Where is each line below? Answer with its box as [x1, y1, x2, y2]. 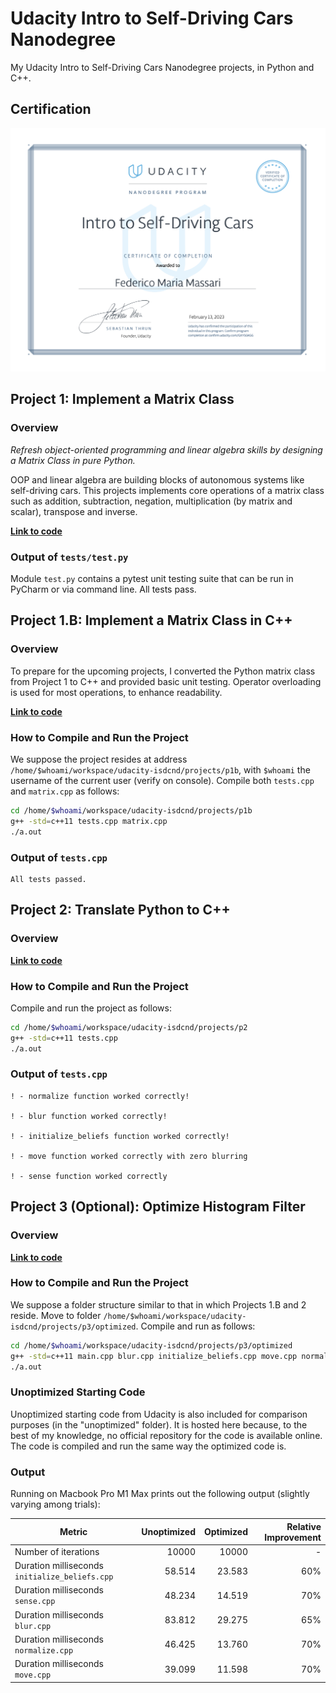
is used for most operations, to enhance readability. [10, 686, 223, 698]
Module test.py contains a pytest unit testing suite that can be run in [10, 573, 294, 585]
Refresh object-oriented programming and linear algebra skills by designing [10, 443, 323, 456]
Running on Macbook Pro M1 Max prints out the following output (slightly [10, 1488, 310, 1500]
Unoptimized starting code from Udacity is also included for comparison [10, 1408, 308, 1420]
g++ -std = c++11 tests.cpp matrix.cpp [10, 816, 168, 826]
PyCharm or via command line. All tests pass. [10, 583, 197, 596]
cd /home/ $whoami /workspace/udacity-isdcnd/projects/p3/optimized [10, 1340, 293, 1351]
